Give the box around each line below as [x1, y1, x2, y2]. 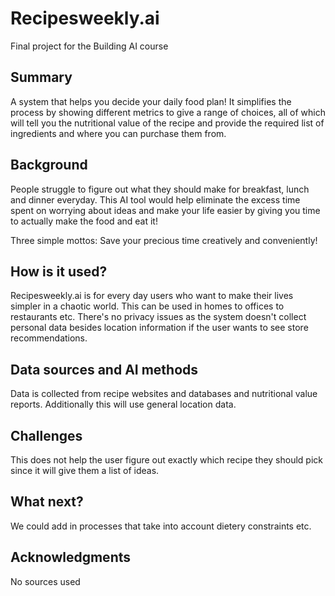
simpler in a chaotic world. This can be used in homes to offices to [10, 300, 285, 312]
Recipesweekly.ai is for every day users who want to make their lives [10, 290, 294, 302]
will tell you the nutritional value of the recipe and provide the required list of [10, 117, 325, 129]
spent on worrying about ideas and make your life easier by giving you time [10, 204, 321, 216]
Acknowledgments [10, 549, 132, 566]
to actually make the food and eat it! [10, 215, 158, 227]
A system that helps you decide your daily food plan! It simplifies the [10, 95, 292, 107]
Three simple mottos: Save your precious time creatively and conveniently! [10, 234, 318, 246]
